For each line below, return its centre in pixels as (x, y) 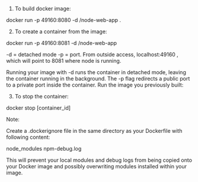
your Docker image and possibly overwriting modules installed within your (97, 166)
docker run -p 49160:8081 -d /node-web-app (62, 43)
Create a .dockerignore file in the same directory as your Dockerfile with (94, 131)
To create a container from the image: (61, 31)
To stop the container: (42, 96)
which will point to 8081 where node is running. (64, 61)
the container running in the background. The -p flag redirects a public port (98, 79)
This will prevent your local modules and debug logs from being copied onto (99, 160)
